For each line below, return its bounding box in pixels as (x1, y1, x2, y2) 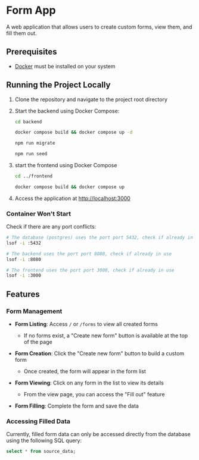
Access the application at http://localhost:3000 (14, 195, 131, 202)
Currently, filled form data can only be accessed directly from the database (6, 431, 191, 438)
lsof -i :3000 (6, 273, 42, 278)
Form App (6, 4, 56, 17)
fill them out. (6, 29, 37, 36)
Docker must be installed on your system (14, 62, 116, 70)
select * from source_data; (6, 449, 76, 455)
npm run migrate (14, 140, 55, 146)
